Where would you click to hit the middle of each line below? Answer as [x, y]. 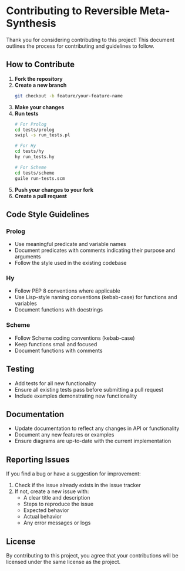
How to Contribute [41, 65]
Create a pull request [41, 196]
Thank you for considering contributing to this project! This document [90, 40]
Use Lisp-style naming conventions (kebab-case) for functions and [96, 297]
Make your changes [39, 107]
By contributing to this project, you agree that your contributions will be [92, 556]
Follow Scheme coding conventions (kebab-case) [75, 338]
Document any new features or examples [64, 435]
